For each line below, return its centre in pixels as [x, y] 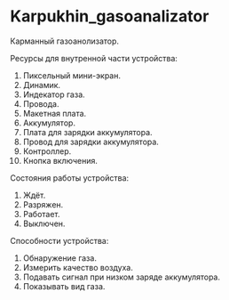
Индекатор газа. [54, 94]
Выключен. [44, 223]
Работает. [41, 214]
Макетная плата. [55, 113]
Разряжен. [43, 204]
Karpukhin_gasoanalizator [110, 16]
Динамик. [42, 85]
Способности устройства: [59, 240]
